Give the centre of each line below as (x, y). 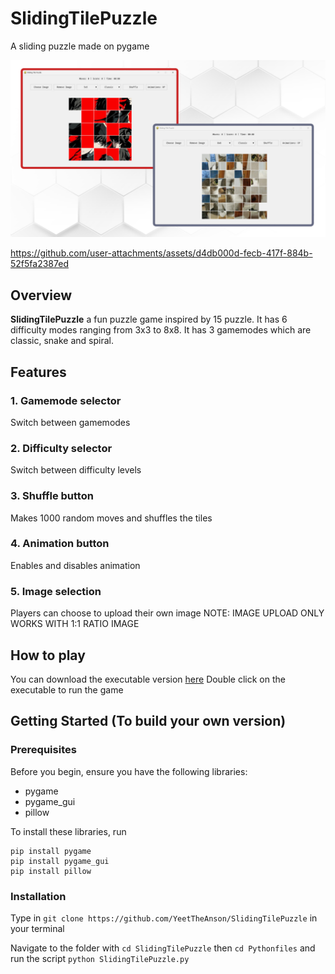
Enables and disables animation (75, 565)
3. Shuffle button (52, 496)
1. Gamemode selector (66, 400)
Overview (41, 295)
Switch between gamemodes (70, 422)
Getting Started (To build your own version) (148, 721)
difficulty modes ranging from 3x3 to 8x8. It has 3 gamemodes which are (161, 330)
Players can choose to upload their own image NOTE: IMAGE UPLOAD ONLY (167, 613)
